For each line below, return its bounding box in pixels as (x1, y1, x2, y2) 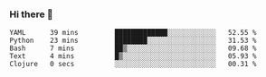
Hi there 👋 (9, 8, 54, 21)
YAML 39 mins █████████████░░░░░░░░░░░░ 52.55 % (9, 29, 257, 38)
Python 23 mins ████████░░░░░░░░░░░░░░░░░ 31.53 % (9, 36, 257, 46)
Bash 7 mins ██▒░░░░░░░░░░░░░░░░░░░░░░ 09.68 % (9, 44, 257, 53)
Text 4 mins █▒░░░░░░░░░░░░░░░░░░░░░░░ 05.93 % (9, 52, 257, 61)
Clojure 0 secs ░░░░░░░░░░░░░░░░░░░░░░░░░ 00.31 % (9, 60, 257, 69)
